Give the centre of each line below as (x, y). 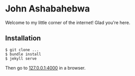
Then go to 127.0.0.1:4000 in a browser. (45, 67)
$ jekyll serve (21, 58)
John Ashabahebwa (47, 9)
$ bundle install (23, 54)
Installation (23, 38)
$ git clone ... (22, 50)
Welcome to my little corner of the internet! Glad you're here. (68, 22)
